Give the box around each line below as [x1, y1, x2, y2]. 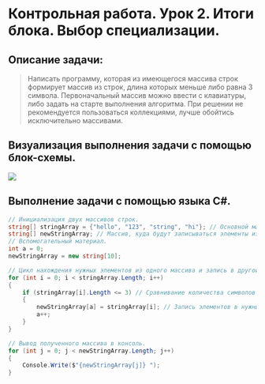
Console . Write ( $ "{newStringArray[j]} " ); [22, 361, 160, 370]
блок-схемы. [8, 151, 77, 164]
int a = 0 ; [8, 245, 44, 253]
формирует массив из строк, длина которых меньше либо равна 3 [27, 82, 253, 92]
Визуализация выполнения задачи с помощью [8, 139, 252, 152]
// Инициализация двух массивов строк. [8, 215, 140, 224]
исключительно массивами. [27, 116, 124, 125]
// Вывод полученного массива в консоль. [8, 339, 147, 348]
